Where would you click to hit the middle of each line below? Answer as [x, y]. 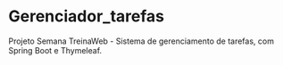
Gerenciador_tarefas [86, 16]
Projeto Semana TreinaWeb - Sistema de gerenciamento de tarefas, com [141, 41]
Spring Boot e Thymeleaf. [55, 50]
